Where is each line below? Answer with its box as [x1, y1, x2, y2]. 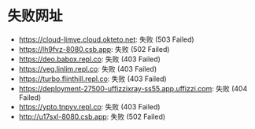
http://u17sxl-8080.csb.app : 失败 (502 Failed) [18, 112, 166, 121]
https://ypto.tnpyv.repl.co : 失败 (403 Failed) [18, 101, 161, 111]
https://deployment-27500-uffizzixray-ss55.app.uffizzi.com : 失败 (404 [18, 83, 248, 93]
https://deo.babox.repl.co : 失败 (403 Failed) [18, 54, 161, 64]
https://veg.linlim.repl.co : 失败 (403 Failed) [18, 64, 157, 73]
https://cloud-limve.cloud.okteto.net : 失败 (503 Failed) [18, 35, 194, 44]
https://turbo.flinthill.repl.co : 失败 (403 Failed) [18, 74, 167, 83]
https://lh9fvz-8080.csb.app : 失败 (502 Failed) [18, 44, 170, 53]
